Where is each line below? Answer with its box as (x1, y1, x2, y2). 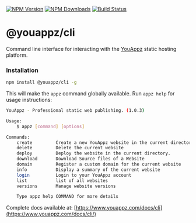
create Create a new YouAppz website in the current (16, 139, 168, 146)
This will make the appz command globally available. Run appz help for (6, 90, 175, 97)
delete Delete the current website (16, 145, 124, 151)
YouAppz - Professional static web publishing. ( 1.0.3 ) (6, 108, 145, 114)
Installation (6, 66, 39, 74)
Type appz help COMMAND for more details (16, 194, 118, 200)
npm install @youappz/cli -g (6, 80, 77, 85)
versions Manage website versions (16, 183, 116, 189)
